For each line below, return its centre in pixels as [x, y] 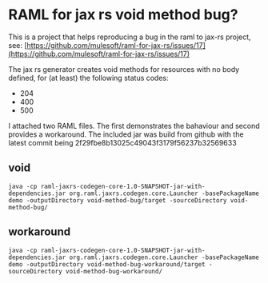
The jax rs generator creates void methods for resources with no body [124, 69]
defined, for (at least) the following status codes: [89, 78]
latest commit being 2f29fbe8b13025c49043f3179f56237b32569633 [123, 142]
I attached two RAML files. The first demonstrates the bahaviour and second [134, 126]
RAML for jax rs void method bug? [123, 15]
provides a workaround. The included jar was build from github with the [126, 134]
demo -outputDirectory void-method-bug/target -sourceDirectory [118, 200]
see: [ [18, 45]
